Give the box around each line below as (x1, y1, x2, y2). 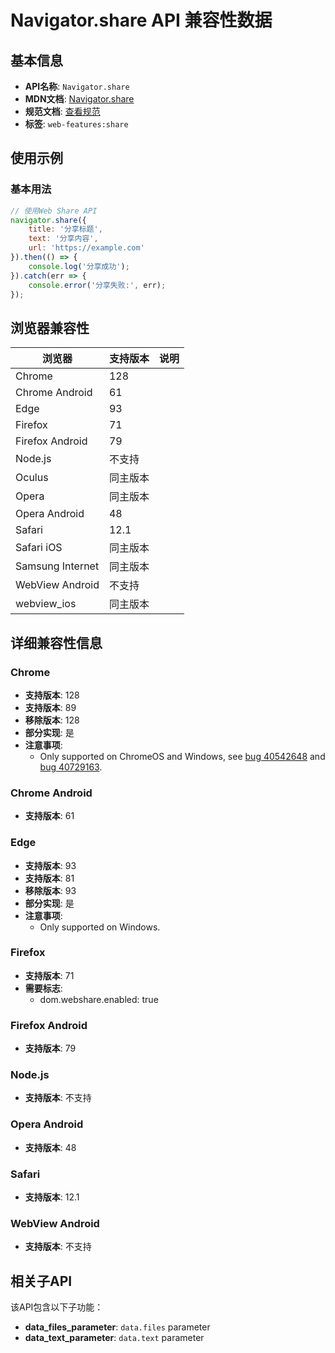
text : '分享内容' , (28, 234, 99, 244)
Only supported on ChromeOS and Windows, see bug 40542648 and (39, 750, 326, 762)
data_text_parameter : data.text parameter (24, 1332, 205, 1344)
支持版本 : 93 (24, 859, 77, 871)
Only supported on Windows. (39, 921, 161, 933)
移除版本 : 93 (24, 884, 77, 896)
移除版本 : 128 (24, 714, 80, 726)
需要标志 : (24, 982, 63, 994)
